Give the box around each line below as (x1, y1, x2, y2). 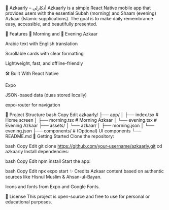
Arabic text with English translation (5, 41, 78, 47)
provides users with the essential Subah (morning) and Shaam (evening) (5, 10, 156, 16)
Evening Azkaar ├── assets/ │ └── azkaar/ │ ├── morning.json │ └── (5, 122, 155, 128)
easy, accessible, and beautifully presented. (5, 21, 97, 27)
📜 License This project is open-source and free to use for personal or (5, 193, 150, 199)
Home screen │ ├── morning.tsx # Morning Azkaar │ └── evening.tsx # (5, 117, 157, 123)
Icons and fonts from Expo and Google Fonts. (5, 184, 100, 190)
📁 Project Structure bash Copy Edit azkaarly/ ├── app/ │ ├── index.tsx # (5, 112, 159, 118)
